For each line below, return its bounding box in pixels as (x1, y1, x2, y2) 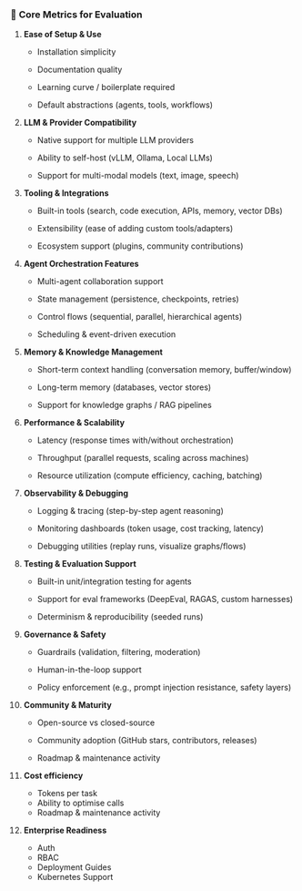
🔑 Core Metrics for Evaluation (10, 8, 144, 21)
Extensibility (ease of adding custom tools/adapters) (36, 223, 234, 234)
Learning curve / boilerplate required (36, 82, 176, 93)
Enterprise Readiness (23, 824, 107, 836)
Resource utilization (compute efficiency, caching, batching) (36, 470, 263, 481)
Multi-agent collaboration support (36, 276, 164, 287)
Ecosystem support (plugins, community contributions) (36, 241, 244, 251)
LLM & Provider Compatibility (23, 118, 137, 128)
